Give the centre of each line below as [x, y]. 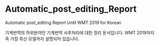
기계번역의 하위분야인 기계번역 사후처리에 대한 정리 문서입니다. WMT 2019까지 [80, 32]
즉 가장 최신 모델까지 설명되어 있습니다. [42, 39]
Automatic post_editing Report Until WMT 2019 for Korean [63, 23]
